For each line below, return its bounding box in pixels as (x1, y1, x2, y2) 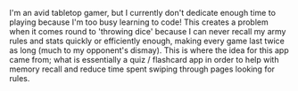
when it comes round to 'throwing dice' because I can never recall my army (9, 27, 286, 36)
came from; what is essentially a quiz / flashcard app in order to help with (9, 55, 279, 64)
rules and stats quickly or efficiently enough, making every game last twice (9, 35, 286, 46)
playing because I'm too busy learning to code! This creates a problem (9, 17, 269, 27)
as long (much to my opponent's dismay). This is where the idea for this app (9, 45, 289, 56)
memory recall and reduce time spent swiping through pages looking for (9, 64, 275, 74)
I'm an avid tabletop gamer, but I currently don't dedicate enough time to (9, 8, 277, 18)
